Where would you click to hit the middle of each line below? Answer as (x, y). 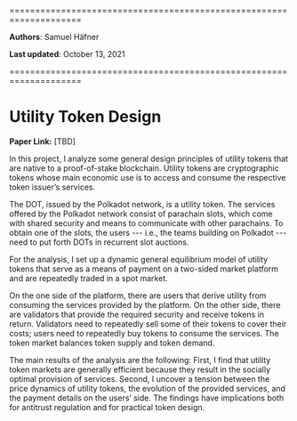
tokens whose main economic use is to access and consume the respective (148, 177)
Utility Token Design (85, 117)
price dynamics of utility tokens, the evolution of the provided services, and (148, 388)
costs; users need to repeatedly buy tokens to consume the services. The (144, 333)
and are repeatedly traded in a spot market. (89, 278)
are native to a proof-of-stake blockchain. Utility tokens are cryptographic (144, 168)
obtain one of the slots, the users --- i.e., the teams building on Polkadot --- (148, 232)
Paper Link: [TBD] (42, 141)
